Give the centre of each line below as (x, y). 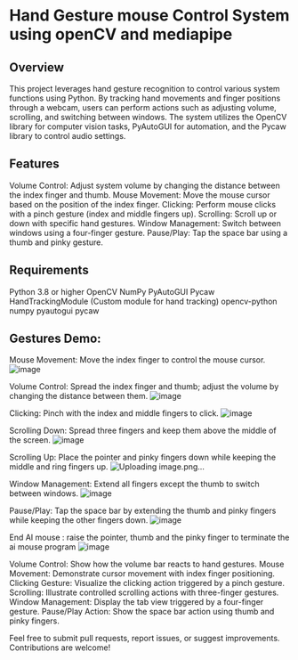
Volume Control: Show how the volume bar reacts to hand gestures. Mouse (147, 564)
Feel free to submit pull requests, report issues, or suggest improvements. (145, 639)
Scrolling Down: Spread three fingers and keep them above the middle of (143, 431)
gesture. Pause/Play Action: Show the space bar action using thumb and (142, 612)
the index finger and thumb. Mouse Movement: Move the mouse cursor (140, 195)
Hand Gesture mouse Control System (149, 16)
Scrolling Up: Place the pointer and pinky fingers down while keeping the (143, 457)
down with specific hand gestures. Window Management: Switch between (145, 223)
